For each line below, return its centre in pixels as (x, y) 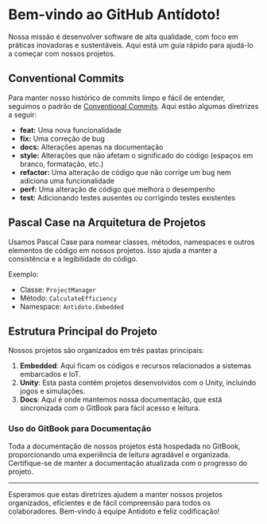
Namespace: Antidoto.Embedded (72, 306)
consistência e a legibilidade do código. (73, 258)
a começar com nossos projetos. (62, 53)
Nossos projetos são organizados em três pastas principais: (106, 351)
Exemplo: (23, 274)
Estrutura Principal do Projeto (83, 331)
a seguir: (23, 115)
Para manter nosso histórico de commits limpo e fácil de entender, (117, 98)
